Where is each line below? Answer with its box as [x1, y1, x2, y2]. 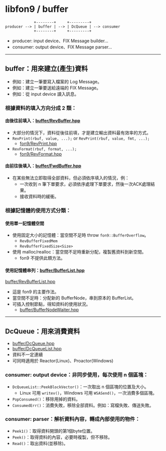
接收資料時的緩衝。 [19, 194, 59, 200]
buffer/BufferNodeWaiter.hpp [19, 307, 79, 313]
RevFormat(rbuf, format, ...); [12, 147, 77, 151]
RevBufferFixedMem [19, 239, 58, 244]
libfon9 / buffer [5, 3, 68, 15]
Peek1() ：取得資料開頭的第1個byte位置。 [12, 428, 95, 434]
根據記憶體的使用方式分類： [5, 207, 71, 214]
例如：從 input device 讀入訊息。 [12, 91, 79, 97]
